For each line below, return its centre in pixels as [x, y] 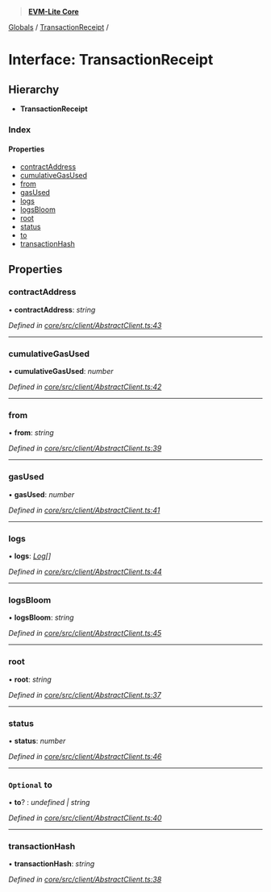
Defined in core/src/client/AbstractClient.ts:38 [85, 880]
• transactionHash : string [52, 864]
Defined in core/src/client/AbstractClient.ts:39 [85, 448]
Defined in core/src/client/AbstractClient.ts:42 [85, 387]
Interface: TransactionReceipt [111, 60]
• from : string [31, 433]
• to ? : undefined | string [49, 803]
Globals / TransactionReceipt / [58, 27]
